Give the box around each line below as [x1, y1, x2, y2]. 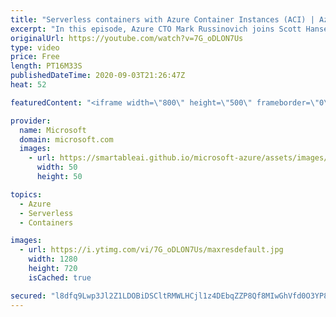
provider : [10, 116, 52, 126]
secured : [10, 291, 47, 301]
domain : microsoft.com [19, 134, 114, 145]
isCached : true [28, 272, 92, 283]
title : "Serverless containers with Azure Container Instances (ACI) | [10, 14, 315, 25]
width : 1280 [28, 254, 78, 265]
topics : [10, 189, 43, 200]
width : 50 [36, 162, 78, 173]
